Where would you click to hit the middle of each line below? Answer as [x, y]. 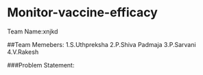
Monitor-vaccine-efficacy [82, 13]
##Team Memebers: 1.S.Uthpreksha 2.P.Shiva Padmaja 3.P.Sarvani [102, 44]
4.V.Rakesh [23, 52]
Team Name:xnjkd [33, 31]
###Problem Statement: [41, 65]
